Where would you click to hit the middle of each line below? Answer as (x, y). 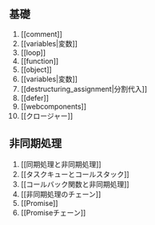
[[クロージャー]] (47, 116)
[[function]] (40, 61)
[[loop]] (33, 52)
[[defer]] (35, 97)
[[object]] (36, 69)
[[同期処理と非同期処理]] (61, 164)
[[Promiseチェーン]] (53, 212)
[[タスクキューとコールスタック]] (75, 174)
